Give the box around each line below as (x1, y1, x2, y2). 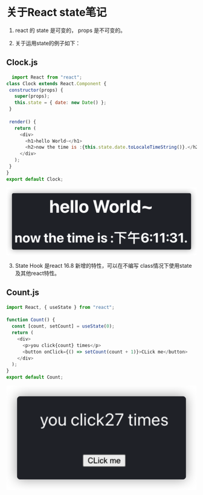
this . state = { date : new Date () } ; (14, 100, 107, 106)
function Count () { (6, 317, 56, 323)
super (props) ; (14, 93, 50, 100)
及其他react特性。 (14, 270, 60, 277)
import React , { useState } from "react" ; (6, 304, 115, 310)
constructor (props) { (8, 87, 63, 93)
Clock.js (6, 57, 38, 68)
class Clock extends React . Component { (6, 80, 107, 86)
